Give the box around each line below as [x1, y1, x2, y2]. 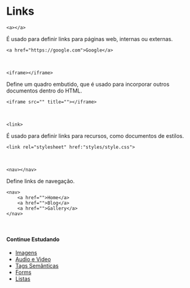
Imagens [15, 249, 38, 257]
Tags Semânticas [15, 262, 59, 270]
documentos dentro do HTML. [6, 87, 82, 94]
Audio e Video [15, 256, 51, 263]
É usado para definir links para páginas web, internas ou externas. [6, 35, 173, 42]
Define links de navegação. [6, 177, 75, 184]
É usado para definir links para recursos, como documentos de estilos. [6, 132, 185, 139]
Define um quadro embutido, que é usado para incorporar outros [6, 80, 170, 88]
